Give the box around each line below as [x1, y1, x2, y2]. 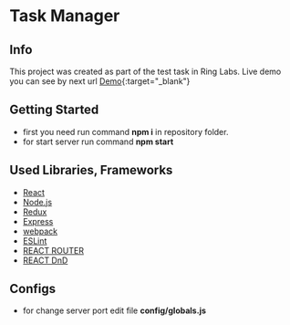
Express [22, 215, 54, 226]
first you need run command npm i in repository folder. [22, 126, 229, 137]
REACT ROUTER [22, 245, 85, 256]
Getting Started [9, 102, 99, 118]
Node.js [22, 196, 53, 207]
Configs [9, 281, 57, 297]
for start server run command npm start [22, 136, 174, 147]
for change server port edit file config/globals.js [22, 305, 207, 316]
